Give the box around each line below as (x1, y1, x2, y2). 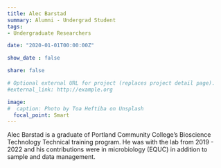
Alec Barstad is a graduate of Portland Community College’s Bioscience (7, 131, 211, 139)
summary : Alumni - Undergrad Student (7, 17, 116, 24)
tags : (7, 23, 23, 30)
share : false (7, 67, 45, 74)
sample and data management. (7, 153, 96, 161)
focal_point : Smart (13, 112, 70, 119)
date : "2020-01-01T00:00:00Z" (7, 42, 95, 49)
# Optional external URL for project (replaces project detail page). (7, 80, 215, 87)
